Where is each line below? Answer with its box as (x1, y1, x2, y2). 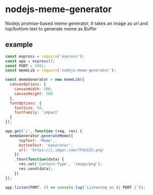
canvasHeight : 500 (14, 91, 53, 96)
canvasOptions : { (10, 82, 46, 87)
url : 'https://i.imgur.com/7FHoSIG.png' (18, 147, 105, 152)
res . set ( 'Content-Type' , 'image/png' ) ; (18, 162, 103, 167)
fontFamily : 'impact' (14, 110, 60, 115)
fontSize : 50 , (14, 105, 44, 110)
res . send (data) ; (18, 166, 53, 171)
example (5, 41, 33, 49)
